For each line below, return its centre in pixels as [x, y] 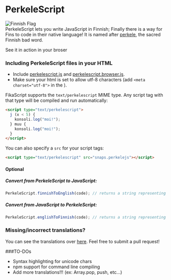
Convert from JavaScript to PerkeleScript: [51, 205]
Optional [15, 169]
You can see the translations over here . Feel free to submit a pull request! [82, 241]
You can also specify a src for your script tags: [55, 148]
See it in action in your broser [36, 50]
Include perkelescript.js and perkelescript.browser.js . [69, 74]
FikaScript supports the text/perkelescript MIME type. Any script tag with [84, 95]
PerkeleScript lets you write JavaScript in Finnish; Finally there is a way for [84, 29]
